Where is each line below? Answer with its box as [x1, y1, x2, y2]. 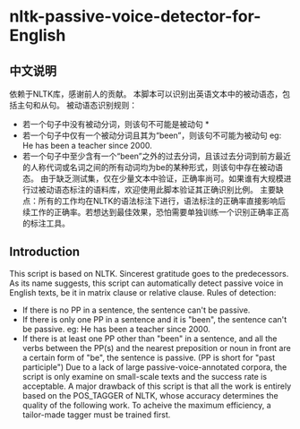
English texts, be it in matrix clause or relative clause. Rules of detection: [9, 287, 277, 297]
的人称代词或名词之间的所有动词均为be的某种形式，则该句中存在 [21, 162, 260, 172]
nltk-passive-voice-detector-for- [9, 6, 261, 27]
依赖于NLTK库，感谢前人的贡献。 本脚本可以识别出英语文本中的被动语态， [9, 89, 283, 99]
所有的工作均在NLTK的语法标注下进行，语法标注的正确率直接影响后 [38, 195, 287, 206]
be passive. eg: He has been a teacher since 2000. [21, 323, 210, 334]
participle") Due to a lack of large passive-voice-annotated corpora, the [21, 361, 287, 373]
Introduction [9, 245, 81, 260]
